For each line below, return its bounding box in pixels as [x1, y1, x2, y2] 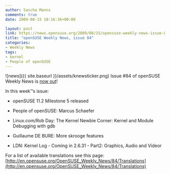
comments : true [5, 12, 37, 17]
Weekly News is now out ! [5, 78, 58, 84]
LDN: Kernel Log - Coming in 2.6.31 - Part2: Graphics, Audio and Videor [12, 143, 162, 149]
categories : [5, 40, 30, 46]
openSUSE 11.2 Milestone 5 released [12, 98, 89, 104]
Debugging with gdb [12, 123, 56, 129]
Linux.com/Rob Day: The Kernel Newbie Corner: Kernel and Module [12, 118, 154, 124]
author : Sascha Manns [5, 7, 51, 13]
